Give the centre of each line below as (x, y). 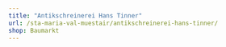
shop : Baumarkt (34, 30)
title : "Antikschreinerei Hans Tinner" (75, 16)
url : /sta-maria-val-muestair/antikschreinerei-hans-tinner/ (113, 23)
